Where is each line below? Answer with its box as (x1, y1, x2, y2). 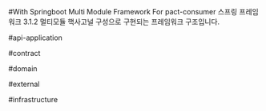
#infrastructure (8, 95, 58, 104)
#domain (8, 64, 38, 73)
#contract (8, 49, 41, 57)
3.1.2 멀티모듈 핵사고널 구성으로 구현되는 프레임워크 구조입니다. (22, 17, 220, 26)
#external (8, 79, 40, 89)
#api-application (8, 33, 62, 42)
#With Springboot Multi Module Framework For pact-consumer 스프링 (8, 7, 238, 16)
